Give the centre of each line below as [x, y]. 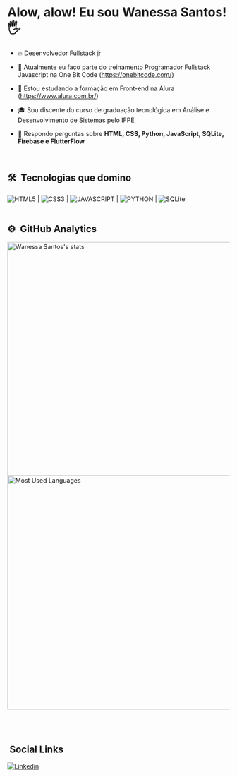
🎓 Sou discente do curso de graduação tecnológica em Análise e [113, 109]
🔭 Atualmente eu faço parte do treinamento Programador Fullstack [114, 67]
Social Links [37, 749]
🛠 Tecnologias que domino [69, 178]
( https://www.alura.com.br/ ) [58, 95]
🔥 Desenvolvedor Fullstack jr [59, 53]
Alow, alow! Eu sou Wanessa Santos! [117, 12]
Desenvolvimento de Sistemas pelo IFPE [76, 120]
